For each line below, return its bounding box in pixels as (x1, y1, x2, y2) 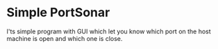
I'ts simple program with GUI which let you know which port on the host (6, 27, 211, 35)
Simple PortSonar (6, 5, 110, 20)
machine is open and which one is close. (6, 34, 123, 42)
